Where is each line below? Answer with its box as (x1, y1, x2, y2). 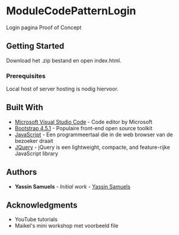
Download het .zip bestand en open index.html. (6, 57, 122, 64)
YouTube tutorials (14, 216, 58, 223)
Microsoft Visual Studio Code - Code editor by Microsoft (14, 118, 153, 126)
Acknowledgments (6, 200, 78, 211)
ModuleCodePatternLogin (6, 4, 136, 18)
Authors (6, 167, 37, 177)
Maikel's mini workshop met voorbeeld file (14, 222, 119, 230)
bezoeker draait (14, 137, 53, 144)
